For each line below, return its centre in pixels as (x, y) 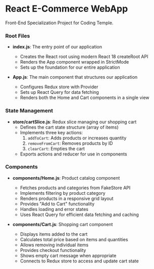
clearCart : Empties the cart (56, 148)
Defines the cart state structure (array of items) (69, 127)
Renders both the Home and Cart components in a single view (85, 98)
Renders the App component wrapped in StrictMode (74, 62)
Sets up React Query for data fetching (60, 92)
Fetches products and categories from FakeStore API (75, 188)
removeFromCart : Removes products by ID (70, 143)
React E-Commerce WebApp (67, 9)
